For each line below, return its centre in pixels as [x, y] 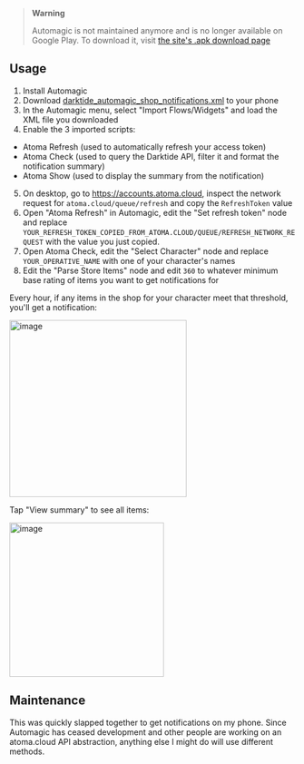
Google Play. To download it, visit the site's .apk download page [151, 40]
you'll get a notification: [54, 307]
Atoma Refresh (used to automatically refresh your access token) [144, 147]
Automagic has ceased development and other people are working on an [146, 732]
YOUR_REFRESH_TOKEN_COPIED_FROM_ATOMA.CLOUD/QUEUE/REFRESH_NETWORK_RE [159, 232]
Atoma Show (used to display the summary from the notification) [143, 175]
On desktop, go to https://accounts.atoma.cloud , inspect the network [152, 193]
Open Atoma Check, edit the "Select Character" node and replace [146, 251]
